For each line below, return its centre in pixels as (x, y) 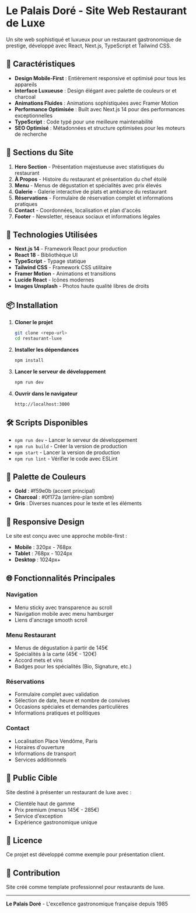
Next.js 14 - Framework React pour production (71, 249)
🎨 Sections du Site (40, 152)
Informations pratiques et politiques (57, 713)
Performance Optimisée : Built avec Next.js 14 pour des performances (99, 109)
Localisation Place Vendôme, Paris (56, 741)
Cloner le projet (34, 322)
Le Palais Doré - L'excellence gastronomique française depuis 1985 (87, 904)
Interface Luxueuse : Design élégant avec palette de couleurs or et (95, 90)
